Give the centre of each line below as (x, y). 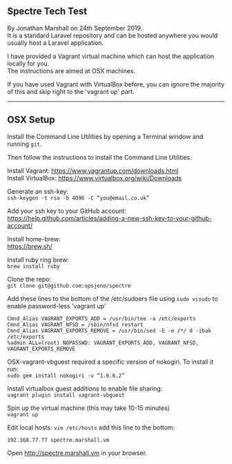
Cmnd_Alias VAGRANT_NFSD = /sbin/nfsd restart (75, 324)
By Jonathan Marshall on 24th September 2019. (75, 28)
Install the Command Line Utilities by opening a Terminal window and (105, 136)
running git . (25, 144)
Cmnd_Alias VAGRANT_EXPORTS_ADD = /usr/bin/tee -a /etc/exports (101, 318)
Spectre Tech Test (47, 11)
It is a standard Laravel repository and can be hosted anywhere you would (113, 35)
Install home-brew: (34, 239)
